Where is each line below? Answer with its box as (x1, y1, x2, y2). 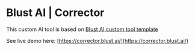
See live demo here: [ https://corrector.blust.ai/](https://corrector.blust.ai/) (6, 37, 188, 44)
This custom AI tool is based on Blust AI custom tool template (6, 26, 158, 33)
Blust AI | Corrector (6, 6, 105, 20)
